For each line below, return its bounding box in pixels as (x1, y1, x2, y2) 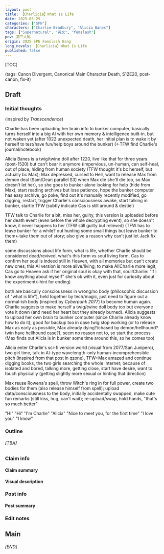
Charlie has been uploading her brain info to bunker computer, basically (5, 126, 150, 132)
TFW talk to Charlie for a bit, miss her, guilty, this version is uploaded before (5, 212, 158, 218)
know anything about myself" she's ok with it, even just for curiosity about (5, 274, 155, 279)
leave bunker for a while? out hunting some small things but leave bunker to (5, 228, 158, 234)
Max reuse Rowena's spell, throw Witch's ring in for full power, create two (5, 380, 154, 386)
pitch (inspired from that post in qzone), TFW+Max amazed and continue (5, 355, 152, 361)
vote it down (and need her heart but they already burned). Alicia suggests (5, 309, 156, 315)
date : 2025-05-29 (5, 16, 41, 21)
